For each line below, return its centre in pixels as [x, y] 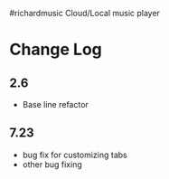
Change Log [56, 50]
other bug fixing [52, 164]
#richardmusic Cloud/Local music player [85, 13]
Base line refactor [55, 104]
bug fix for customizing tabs [75, 155]
